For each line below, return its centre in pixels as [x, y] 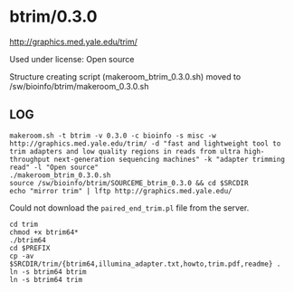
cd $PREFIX [30, 248]
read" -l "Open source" [54, 167]
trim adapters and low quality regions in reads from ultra [125, 151]
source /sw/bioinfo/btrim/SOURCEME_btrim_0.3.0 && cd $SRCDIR [129, 183]
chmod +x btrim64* [44, 232]
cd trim [24, 224]
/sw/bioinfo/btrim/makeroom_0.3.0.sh [79, 86]
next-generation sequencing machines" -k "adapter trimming [169, 159]
